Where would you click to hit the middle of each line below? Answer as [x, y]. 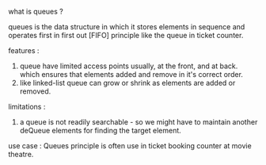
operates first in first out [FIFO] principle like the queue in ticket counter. [126, 35]
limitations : [27, 107]
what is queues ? [36, 12]
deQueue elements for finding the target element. [101, 130]
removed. [35, 91]
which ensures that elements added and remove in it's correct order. [131, 74]
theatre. [21, 154]
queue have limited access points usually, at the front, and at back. [129, 66]
